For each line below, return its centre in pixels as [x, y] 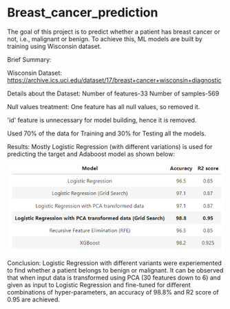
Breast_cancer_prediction [83, 13]
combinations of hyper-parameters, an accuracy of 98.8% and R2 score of [113, 292]
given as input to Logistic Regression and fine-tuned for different [99, 285]
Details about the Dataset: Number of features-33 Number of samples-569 [113, 93]
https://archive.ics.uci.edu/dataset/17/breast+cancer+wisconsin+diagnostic [114, 80]
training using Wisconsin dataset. [54, 46]
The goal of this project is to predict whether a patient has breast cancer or [114, 32]
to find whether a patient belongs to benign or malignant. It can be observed [115, 270]
